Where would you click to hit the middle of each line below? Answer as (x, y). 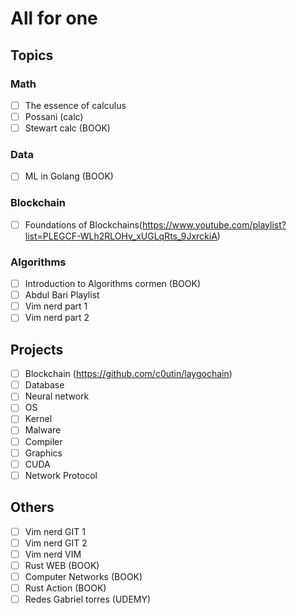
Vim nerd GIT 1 (55, 531)
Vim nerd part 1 (56, 306)
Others (32, 507)
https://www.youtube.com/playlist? (214, 224)
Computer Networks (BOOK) (83, 576)
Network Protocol (61, 475)
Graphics (43, 453)
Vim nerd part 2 (57, 318)
